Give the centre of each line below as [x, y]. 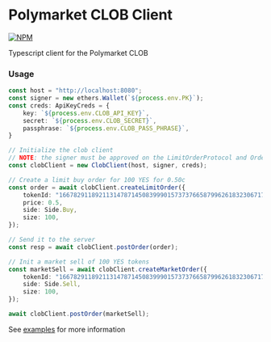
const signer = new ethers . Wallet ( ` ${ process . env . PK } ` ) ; [106, 99]
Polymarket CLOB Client [91, 15]
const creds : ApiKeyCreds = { [59, 106]
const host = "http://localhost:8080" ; [75, 91]
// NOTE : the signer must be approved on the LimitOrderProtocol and [128, 158]
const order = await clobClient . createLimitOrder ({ [97, 188]
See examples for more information [67, 329]
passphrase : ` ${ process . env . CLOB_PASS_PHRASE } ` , [106, 128]
